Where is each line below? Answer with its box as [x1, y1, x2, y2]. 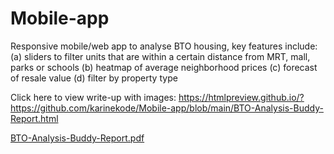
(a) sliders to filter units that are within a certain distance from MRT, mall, [10, 50, 311, 62]
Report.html [10, 112, 59, 124]
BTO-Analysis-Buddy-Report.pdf [10, 132, 145, 144]
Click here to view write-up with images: [10, 91, 177, 103]
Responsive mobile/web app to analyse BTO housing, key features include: [10, 40, 318, 52]
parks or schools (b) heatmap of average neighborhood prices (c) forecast [10, 61, 318, 73]
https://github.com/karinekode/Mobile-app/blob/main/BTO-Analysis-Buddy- [10, 102, 324, 114]
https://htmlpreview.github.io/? [178, 91, 305, 103]
